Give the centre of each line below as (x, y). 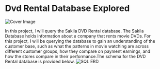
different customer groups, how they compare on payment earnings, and (78, 51)
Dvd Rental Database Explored (67, 8)
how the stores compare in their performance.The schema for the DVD (76, 56)
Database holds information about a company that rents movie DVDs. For (78, 36)
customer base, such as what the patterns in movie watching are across (77, 46)
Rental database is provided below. (40, 61)
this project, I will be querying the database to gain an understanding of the (80, 41)
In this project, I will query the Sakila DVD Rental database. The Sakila (74, 31)
